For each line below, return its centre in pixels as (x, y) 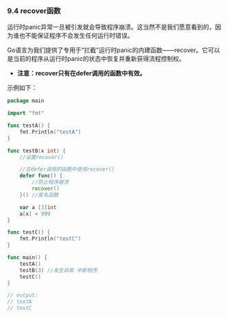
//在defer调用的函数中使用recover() (67, 169)
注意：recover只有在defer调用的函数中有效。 (81, 73)
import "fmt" (26, 113)
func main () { (27, 258)
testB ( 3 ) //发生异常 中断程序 (58, 270)
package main (26, 101)
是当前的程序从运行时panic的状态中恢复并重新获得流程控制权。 (96, 59)
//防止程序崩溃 (50, 182)
